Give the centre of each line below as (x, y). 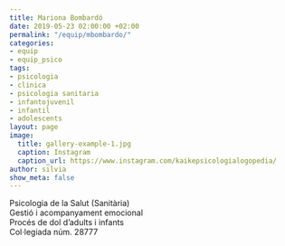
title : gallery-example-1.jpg (74, 144)
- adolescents (36, 118)
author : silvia (38, 169)
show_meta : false (42, 177)
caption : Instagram (54, 152)
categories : (32, 43)
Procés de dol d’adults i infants (67, 222)
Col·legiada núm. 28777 (54, 232)
